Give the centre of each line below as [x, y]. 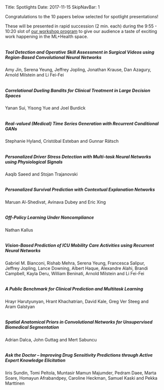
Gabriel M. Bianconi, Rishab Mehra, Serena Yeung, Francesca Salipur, [75, 263]
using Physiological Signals [34, 162]
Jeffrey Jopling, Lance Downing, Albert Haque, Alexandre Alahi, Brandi [77, 268]
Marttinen [15, 383]
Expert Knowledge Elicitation [35, 361]
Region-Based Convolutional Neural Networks [53, 57]
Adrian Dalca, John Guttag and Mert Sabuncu [51, 339]
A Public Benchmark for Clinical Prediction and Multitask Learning [74, 289]
